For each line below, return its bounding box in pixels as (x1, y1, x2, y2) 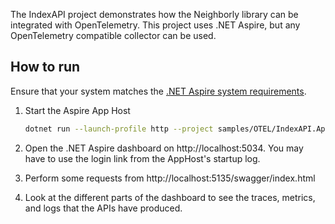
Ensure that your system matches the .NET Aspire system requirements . (10, 85, 307, 97)
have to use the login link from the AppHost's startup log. (24, 152, 261, 164)
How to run (10, 59, 81, 76)
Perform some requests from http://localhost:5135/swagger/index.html (24, 172, 316, 184)
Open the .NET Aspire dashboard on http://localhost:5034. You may (24, 142, 304, 154)
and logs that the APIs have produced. (24, 202, 183, 214)
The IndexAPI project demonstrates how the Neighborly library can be (10, 9, 299, 20)
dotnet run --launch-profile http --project (24, 124, 214, 134)
